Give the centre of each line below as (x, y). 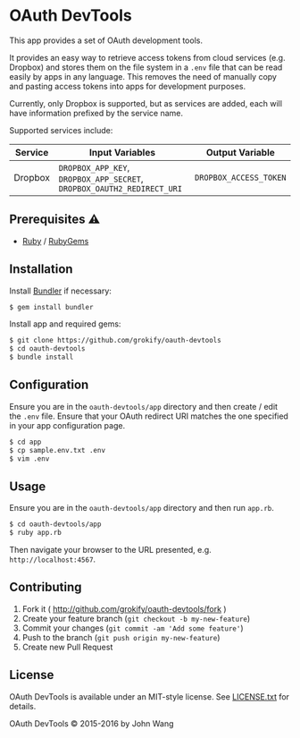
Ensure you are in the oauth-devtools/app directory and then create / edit (144, 406)
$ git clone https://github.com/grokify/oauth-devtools (115, 341)
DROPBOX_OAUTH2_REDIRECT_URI (121, 188)
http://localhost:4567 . (53, 559)
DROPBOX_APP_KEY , (94, 167)
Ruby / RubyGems (55, 241)
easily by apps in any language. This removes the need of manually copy (143, 76)
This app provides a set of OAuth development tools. (106, 40)
